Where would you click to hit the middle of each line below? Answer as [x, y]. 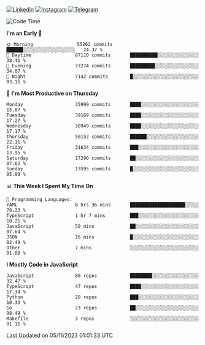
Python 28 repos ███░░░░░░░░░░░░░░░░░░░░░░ [103, 297]
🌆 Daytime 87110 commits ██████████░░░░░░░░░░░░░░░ [103, 55]
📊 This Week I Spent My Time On [50, 186]
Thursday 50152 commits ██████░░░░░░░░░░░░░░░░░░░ [103, 137]
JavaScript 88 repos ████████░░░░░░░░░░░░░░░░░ [103, 276]
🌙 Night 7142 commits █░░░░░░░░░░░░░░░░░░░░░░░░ [103, 77]
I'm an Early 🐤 [24, 33]
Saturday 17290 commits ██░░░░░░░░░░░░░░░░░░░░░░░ [103, 158]
